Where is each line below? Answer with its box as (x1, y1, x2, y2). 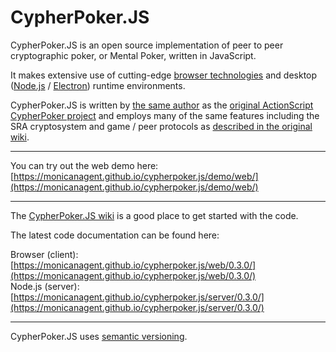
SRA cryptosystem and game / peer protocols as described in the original (10, 120, 313, 132)
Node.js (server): (10, 280, 80, 292)
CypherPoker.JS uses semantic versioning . (10, 330, 188, 342)
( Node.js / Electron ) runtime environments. (10, 79, 186, 91)
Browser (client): (10, 248, 79, 260)
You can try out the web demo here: (10, 159, 159, 171)
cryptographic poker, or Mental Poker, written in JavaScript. (10, 49, 257, 61)
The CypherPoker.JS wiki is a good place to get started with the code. (10, 209, 299, 221)
